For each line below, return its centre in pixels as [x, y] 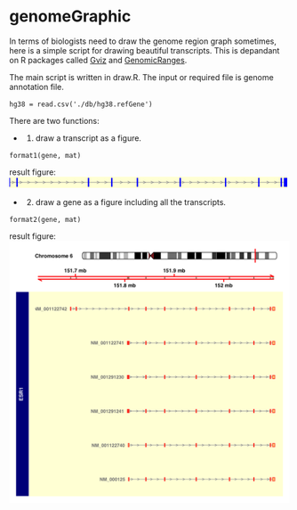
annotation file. [37, 86]
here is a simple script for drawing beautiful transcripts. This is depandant [144, 50]
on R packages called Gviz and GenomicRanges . [98, 60]
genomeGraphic [70, 16]
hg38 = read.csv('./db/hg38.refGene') [81, 104]
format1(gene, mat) [45, 155]
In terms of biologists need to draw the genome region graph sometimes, [143, 41]
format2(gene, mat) [45, 219]
